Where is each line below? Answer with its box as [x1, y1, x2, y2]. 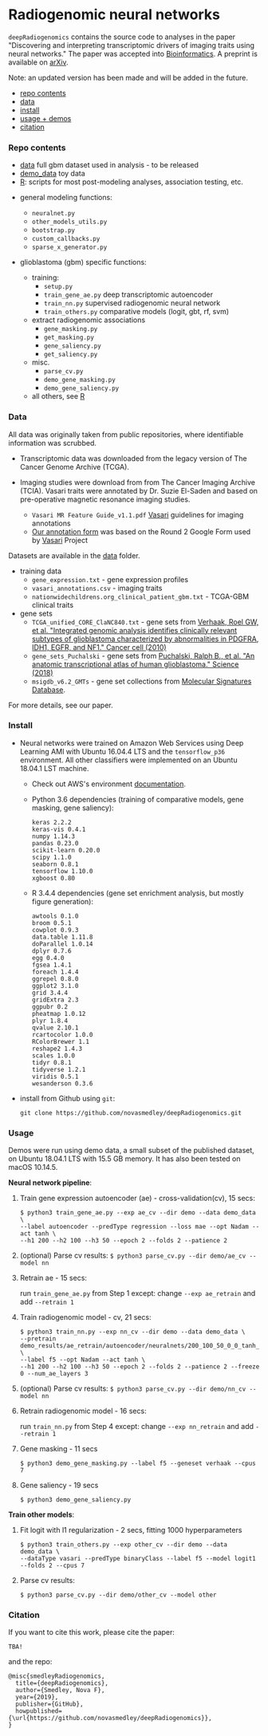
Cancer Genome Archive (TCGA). [19, 462, 130, 471]
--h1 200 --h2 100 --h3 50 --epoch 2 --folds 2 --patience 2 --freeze [19, 1363, 260, 1371]
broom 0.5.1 [31, 919, 72, 927]
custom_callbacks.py [31, 235, 100, 243]
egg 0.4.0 [31, 954, 65, 962]
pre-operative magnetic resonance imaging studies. [19, 494, 191, 504]
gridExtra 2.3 [31, 995, 79, 1004]
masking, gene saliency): [31, 803, 114, 813]
